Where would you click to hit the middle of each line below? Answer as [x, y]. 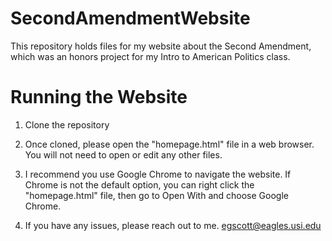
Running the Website [99, 97]
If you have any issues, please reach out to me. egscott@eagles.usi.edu [173, 225]
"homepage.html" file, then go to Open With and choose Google [156, 195]
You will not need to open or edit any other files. [123, 154]
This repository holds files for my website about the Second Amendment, [161, 46]
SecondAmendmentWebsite [130, 18]
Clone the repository [67, 124]
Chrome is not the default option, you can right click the [139, 184]
